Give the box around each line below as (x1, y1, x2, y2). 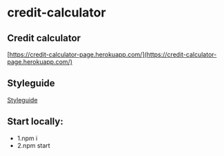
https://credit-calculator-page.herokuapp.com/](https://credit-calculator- (9, 50, 217, 58)
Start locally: (7, 115, 63, 128)
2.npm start (17, 141, 50, 149)
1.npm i (17, 134, 38, 142)
